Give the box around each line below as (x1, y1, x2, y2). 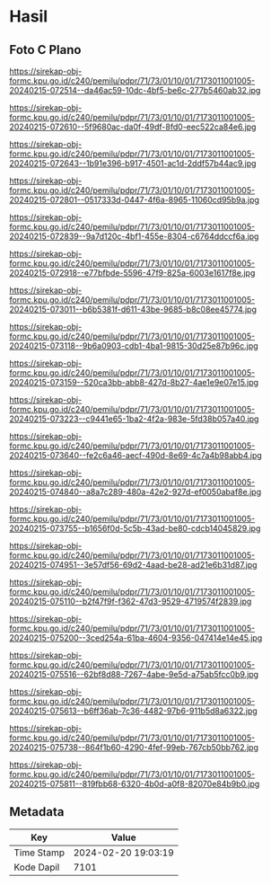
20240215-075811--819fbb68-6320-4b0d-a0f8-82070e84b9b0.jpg (9, 779, 260, 789)
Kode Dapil (13, 861, 60, 873)
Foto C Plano (9, 42, 82, 58)
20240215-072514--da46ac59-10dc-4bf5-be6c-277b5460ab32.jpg (9, 85, 261, 95)
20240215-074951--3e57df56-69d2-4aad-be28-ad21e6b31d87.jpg (9, 560, 258, 570)
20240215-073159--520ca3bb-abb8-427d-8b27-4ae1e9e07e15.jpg (9, 377, 258, 387)
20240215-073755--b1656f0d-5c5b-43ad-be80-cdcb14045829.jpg (9, 523, 261, 534)
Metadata (9, 804, 65, 819)
